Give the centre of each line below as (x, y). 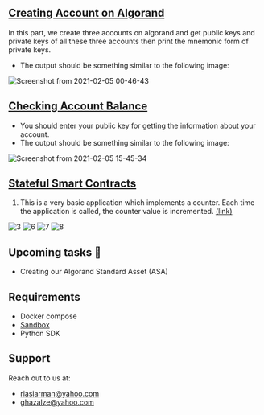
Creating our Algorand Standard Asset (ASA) (94, 272)
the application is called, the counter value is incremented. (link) (126, 212)
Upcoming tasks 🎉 (55, 252)
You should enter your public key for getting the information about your (138, 125)
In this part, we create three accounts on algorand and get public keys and (132, 32)
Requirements (44, 297)
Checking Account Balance (78, 107)
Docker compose (49, 316)
